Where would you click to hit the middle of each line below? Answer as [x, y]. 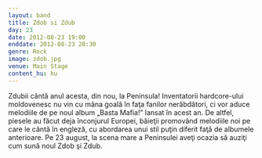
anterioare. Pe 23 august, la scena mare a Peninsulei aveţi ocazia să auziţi [127, 137]
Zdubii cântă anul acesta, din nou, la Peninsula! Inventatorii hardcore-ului [126, 95]
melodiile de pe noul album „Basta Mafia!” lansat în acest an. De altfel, [121, 112]
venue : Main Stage [38, 66]
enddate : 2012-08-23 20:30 [52, 45]
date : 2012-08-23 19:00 [47, 37]
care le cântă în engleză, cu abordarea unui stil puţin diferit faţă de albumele [131, 129]
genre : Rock [27, 52]
